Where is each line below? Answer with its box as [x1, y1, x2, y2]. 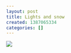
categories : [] [6, 24, 44, 31]
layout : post [6, 8, 38, 15]
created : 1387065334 [6, 19, 57, 25]
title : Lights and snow [6, 14, 65, 20]
